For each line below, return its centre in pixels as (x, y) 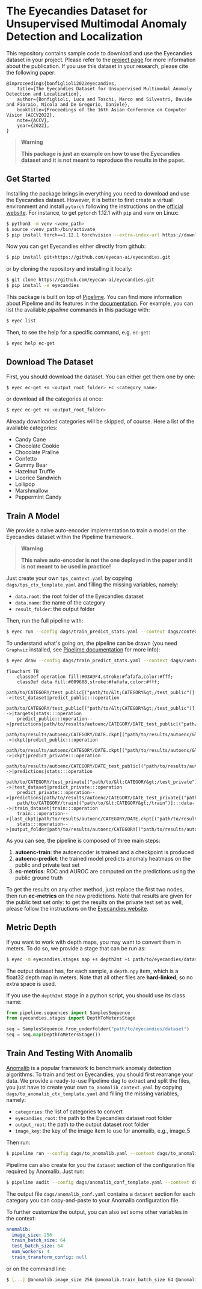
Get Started (28, 179)
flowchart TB (23, 671)
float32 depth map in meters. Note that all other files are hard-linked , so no (100, 977)
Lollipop (25, 484)
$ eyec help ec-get (31, 343)
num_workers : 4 (31, 1252)
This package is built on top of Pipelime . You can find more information (94, 297)
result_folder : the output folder (55, 609)
